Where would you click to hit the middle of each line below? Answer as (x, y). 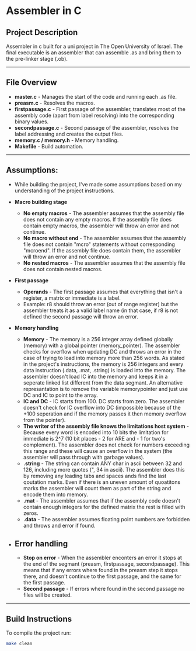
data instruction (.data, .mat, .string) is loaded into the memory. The (104, 370)
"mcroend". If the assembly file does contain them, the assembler (102, 250)
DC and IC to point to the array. (60, 395)
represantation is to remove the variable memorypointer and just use (106, 389)
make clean (19, 644)
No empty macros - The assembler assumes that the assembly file (104, 213)
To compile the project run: (38, 633)
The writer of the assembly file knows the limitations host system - (106, 426)
